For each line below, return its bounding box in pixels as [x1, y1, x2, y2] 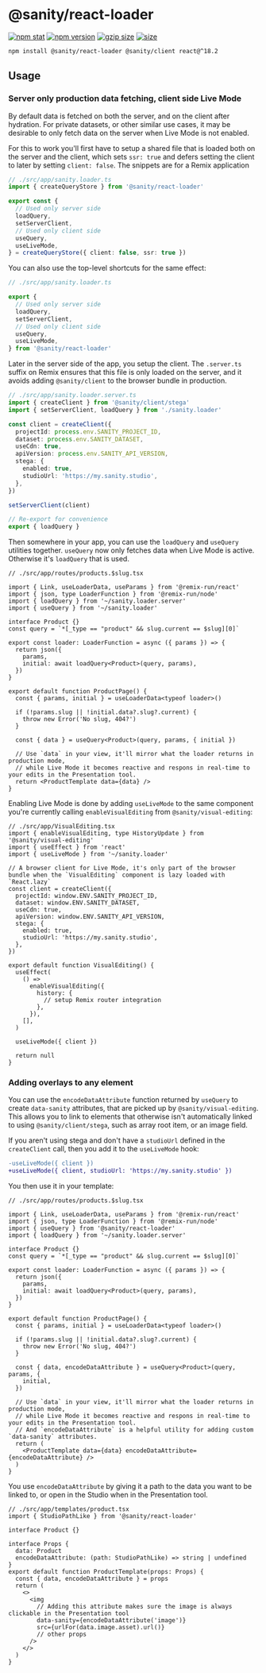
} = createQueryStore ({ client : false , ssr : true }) [8, 249, 187, 257]
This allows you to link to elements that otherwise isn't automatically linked [8, 1112, 253, 1121]
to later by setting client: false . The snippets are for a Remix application [8, 160, 250, 170]
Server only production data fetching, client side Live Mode [8, 93, 242, 104]
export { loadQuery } [8, 522, 80, 531]
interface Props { [8, 1540, 69, 1548]
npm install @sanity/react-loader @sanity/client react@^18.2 [8, 47, 218, 55]
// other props [37, 1630, 87, 1639]
